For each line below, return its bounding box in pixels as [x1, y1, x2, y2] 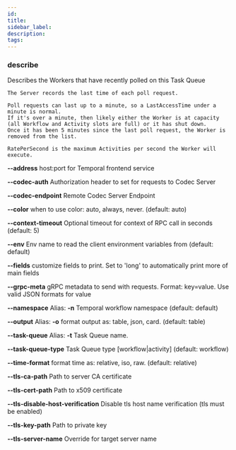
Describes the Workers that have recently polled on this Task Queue [7, 76, 206, 85]
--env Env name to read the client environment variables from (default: [7, 240, 214, 248]
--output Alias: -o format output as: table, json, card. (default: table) [7, 318, 206, 326]
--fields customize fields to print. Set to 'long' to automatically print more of [7, 261, 228, 270]
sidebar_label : [7, 23, 52, 30]
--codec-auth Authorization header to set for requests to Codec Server [7, 178, 216, 186]
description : [7, 30, 46, 37]
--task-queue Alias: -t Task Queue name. [7, 331, 129, 340]
